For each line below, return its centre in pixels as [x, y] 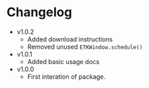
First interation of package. [66, 76]
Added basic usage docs [63, 61]
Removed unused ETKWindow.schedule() [85, 46]
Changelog [39, 12]
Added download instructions [70, 39]
